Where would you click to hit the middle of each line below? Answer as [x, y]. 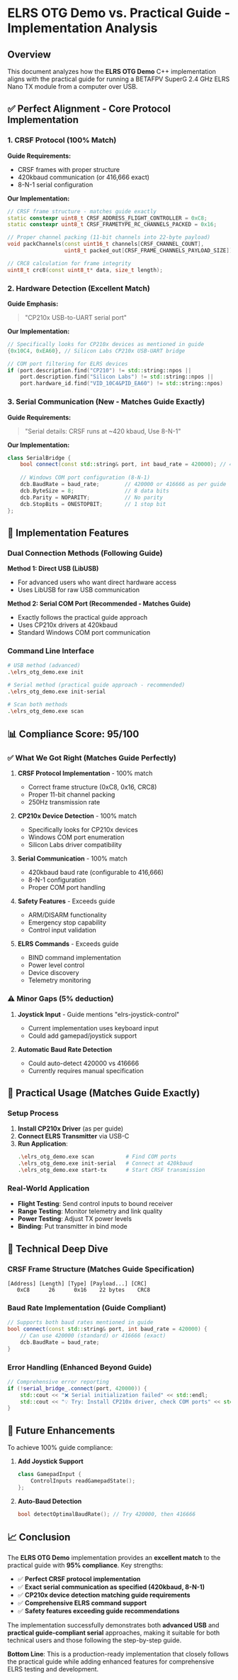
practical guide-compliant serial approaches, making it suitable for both [114, 1633]
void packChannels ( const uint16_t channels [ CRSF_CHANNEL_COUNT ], [106, 244]
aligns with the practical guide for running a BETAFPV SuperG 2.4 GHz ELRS [119, 79]
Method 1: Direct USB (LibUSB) [53, 569]
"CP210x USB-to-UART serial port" [76, 317]
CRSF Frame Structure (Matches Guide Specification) [101, 1269]
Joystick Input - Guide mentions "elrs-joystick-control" [98, 1014]
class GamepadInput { [49, 1475]
